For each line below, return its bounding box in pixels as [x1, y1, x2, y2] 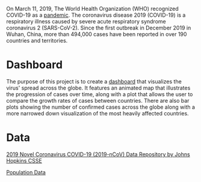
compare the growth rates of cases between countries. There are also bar [6, 97, 190, 104]
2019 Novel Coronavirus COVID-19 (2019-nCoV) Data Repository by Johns [6, 150, 191, 158]
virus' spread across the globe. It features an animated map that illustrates [6, 84, 191, 91]
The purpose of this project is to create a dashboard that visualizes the [6, 77, 182, 85]
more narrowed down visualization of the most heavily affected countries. [6, 109, 189, 117]
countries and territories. [6, 37, 68, 44]
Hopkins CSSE [6, 157, 42, 164]
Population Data [6, 168, 46, 176]
